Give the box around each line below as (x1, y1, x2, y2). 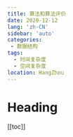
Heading (7, 99, 58, 115)
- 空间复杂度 (13, 63, 47, 70)
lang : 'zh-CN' (7, 23, 49, 30)
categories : (7, 37, 42, 44)
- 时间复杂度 (13, 56, 47, 63)
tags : (7, 50, 23, 57)
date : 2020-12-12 (7, 17, 58, 24)
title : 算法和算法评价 (7, 10, 67, 18)
